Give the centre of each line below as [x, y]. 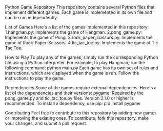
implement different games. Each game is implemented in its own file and [79, 12]
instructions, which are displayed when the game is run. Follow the [72, 73]
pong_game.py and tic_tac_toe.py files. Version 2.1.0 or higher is [70, 98]
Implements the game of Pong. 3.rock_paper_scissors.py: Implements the [79, 37]
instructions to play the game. [35, 78]
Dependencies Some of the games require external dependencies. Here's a [81, 88]
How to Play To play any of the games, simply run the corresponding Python [82, 57]
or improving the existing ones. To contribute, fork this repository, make [77, 118]
